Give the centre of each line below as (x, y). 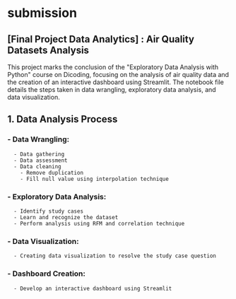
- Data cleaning (37, 166)
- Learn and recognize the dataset (66, 217)
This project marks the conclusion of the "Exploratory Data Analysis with (113, 67)
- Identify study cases (48, 211)
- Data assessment (41, 160)
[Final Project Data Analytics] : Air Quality (101, 39)
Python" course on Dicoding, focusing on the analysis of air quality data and (118, 75)
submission (42, 13)
